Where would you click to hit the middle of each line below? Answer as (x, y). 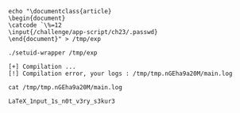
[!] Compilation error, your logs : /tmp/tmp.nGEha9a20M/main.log (120, 73)
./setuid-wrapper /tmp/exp (53, 53)
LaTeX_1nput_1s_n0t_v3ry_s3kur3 (62, 101)
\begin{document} (37, 18)
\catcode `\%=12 (35, 25)
